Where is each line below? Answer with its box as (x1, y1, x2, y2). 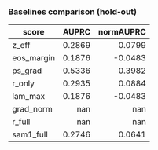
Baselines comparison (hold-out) (8, 6, 138, 17)
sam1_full (12, 129, 49, 140)
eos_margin (12, 53, 56, 64)
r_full (12, 116, 31, 127)
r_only (12, 78, 35, 89)
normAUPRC (97, 27, 147, 38)
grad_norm (12, 104, 53, 115)
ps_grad (12, 65, 42, 76)
